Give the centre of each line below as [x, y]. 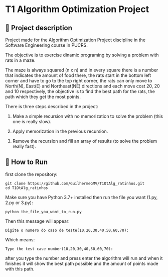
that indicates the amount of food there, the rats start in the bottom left [78, 75]
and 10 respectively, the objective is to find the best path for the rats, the [80, 91]
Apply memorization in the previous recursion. [60, 131]
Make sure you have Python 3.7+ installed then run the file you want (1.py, [81, 197]
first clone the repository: [31, 174]
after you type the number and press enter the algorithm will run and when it [84, 258]
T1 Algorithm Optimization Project [77, 9]
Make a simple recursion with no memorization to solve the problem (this [88, 116]
